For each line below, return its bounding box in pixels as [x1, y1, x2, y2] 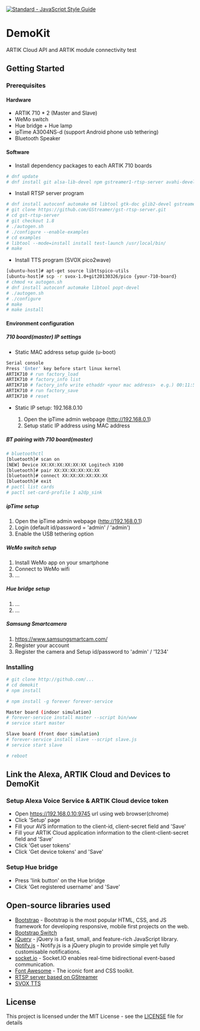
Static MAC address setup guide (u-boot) [14, 348, 116, 355]
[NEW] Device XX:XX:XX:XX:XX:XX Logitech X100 [6, 461, 124, 468]
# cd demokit [6, 682, 39, 688]
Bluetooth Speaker [14, 135, 61, 142]
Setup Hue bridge [6, 863, 58, 872]
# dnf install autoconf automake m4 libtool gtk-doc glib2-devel [6, 201, 171, 207]
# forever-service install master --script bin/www [6, 715, 137, 721]
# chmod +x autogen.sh [6, 279, 62, 285]
